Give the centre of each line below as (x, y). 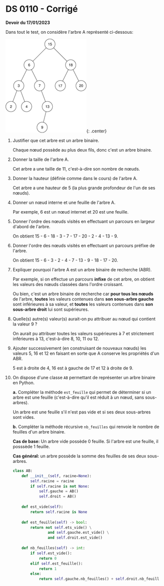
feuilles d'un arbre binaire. (39, 432)
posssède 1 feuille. (31, 446)
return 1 (48, 569)
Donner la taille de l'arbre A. (41, 159)
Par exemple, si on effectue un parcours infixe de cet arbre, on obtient (83, 279)
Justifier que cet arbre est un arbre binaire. (56, 140)
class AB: (23, 471)
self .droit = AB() (58, 497)
